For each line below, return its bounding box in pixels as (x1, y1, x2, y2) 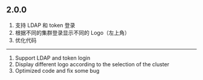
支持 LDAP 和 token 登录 (14, 21, 76, 29)
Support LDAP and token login (14, 54, 91, 61)
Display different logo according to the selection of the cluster (14, 60, 170, 68)
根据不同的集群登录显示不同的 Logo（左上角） (14, 29, 130, 36)
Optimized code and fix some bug (14, 67, 100, 74)
